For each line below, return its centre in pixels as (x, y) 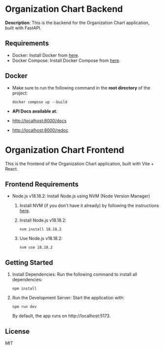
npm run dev (24, 307)
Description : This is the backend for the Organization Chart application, (77, 23)
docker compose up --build (40, 102)
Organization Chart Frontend (65, 150)
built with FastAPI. (23, 28)
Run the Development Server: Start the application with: (68, 298)
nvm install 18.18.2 (40, 230)
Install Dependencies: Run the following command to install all (75, 274)
